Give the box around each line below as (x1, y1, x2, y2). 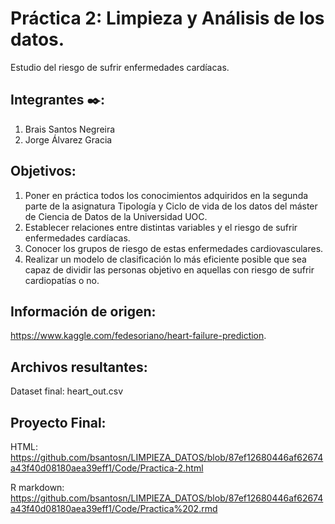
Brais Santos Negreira (24, 123, 116, 135)
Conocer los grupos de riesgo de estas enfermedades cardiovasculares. (24, 242, 324, 254)
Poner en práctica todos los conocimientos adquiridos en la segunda (24, 189, 309, 201)
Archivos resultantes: (10, 358, 148, 376)
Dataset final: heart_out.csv (10, 385, 124, 397)
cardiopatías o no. (24, 274, 100, 286)
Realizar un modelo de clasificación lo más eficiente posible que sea (24, 253, 307, 265)
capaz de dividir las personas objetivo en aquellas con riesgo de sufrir (24, 263, 315, 276)
